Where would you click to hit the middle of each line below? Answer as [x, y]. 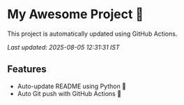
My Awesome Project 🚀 [76, 14]
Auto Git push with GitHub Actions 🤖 [69, 93]
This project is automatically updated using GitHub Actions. [92, 34]
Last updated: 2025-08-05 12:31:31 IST [63, 47]
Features [27, 69]
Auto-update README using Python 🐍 [72, 86]
